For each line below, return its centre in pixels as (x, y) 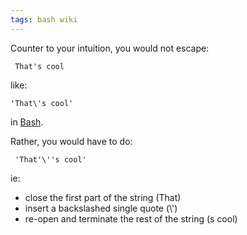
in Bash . (27, 122)
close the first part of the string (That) (103, 197)
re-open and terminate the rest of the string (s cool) (131, 218)
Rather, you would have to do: (71, 141)
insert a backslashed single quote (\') (101, 208)
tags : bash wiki (44, 19)
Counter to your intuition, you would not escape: (110, 48)
